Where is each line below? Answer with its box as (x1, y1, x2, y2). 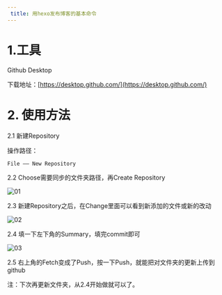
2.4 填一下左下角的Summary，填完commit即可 (7, 230, 141, 238)
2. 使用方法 (7, 107, 71, 122)
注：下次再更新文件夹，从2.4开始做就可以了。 (7, 280, 139, 289)
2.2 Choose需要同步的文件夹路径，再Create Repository (7, 173, 166, 182)
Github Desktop (7, 65, 52, 74)
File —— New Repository (7, 160, 77, 167)
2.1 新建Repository (7, 131, 60, 140)
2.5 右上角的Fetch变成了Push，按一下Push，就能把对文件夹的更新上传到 (7, 258, 215, 266)
